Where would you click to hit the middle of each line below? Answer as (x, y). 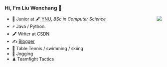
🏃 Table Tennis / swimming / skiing (47, 49)
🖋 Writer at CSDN (31, 34)
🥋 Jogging (22, 54)
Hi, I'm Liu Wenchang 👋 (33, 8)
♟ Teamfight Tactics (33, 59)
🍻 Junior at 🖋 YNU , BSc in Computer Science (59, 19)
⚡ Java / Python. (29, 26)
